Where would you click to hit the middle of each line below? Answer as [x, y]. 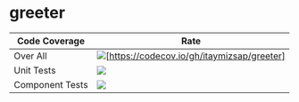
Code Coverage [50, 41]
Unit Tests [35, 70]
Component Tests [51, 84]
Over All [30, 56]
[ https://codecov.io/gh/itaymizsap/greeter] [195, 56]
